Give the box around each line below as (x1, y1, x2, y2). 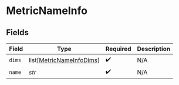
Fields (6, 28, 29, 38)
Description (137, 45, 171, 53)
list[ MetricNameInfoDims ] (28, 56, 100, 64)
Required (105, 45, 131, 53)
